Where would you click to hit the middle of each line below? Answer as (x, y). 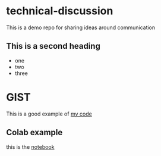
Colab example (34, 132)
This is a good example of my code (49, 114)
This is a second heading (53, 46)
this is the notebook (30, 146)
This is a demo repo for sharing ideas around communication (81, 27)
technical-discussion (60, 11)
